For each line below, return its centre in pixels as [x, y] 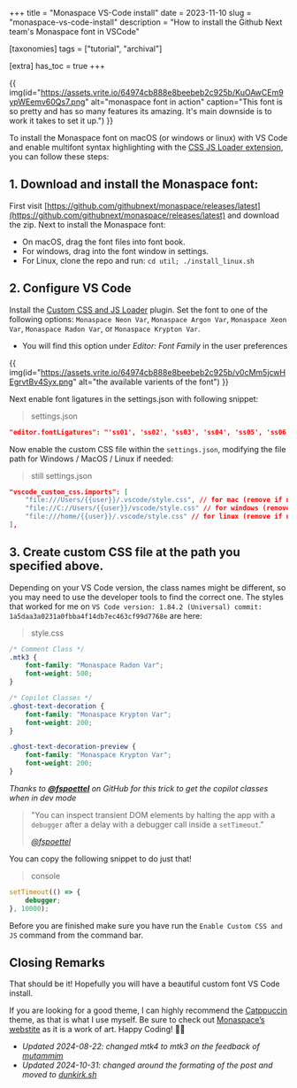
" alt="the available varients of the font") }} [151, 382]
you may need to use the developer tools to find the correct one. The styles [147, 597]
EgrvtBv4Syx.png [41, 382]
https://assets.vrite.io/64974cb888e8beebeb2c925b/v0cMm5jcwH [163, 372]
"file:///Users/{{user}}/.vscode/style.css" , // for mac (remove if [154, 500]
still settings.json [61, 475]
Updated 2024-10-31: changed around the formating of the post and [147, 1065]
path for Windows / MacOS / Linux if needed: [91, 459]
